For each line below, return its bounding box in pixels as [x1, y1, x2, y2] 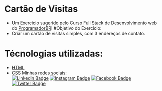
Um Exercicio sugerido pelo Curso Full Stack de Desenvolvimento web [11, 20, 157, 26]
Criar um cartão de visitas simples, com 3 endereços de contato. [11, 30, 145, 36]
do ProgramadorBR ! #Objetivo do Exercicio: [11, 25, 102, 31]
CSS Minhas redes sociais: [11, 70, 67, 76]
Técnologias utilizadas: [4, 48, 103, 59]
